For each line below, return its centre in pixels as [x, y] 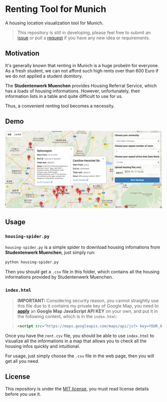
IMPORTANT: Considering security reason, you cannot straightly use [88, 300]
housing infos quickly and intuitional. [43, 346]
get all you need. [22, 361]
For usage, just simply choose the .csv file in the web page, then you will [80, 356]
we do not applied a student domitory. [44, 76]
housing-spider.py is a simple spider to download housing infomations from [83, 247]
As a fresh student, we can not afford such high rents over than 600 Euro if [82, 71]
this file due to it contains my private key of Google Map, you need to [88, 306]
